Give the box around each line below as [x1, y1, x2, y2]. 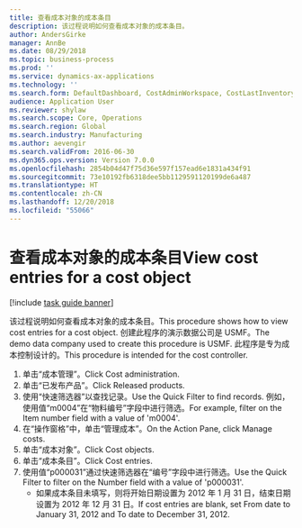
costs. [22, 433, 46, 444]
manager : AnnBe [9, 38, 67, 48]
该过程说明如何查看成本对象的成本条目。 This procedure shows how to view [9, 315, 289, 326]
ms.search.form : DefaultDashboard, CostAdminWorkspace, [9, 88, 223, 97]
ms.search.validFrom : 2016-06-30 [9, 147, 135, 156]
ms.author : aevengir [9, 139, 87, 148]
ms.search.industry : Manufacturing [9, 131, 143, 140]
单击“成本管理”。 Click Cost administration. [22, 369, 180, 379]
